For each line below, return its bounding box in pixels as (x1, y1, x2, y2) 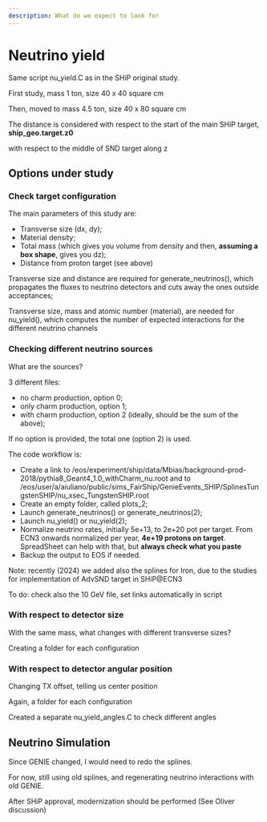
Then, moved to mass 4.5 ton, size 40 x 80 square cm (8, 103, 187, 113)
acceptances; (8, 291, 54, 300)
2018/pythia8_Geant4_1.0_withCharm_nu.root (19, 473, 168, 483)
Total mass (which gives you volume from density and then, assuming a (19, 241, 258, 251)
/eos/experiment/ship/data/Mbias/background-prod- (71, 465, 247, 474)
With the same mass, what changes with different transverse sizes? (8, 627, 232, 637)
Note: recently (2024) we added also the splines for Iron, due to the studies (8, 566, 257, 575)
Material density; (19, 233, 76, 243)
